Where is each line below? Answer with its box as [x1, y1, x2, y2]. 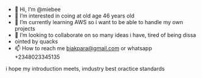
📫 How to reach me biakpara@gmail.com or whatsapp [14, 45, 153, 51]
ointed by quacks [14, 38, 58, 45]
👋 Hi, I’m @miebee [14, 6, 61, 13]
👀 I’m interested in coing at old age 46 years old [14, 12, 134, 19]
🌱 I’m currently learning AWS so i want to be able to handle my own [14, 19, 183, 25]
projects [14, 25, 36, 32]
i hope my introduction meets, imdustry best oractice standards [5, 65, 165, 72]
